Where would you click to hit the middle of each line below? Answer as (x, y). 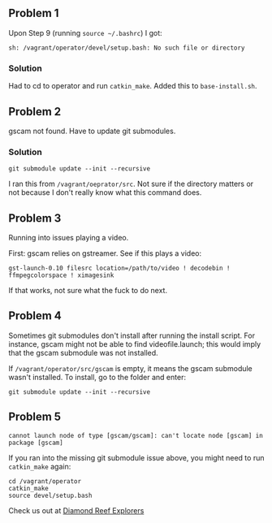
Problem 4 (35, 316)
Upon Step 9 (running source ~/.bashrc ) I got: (85, 32)
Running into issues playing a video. (69, 238)
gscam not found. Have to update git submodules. (92, 131)
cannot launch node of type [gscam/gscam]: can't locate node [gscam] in (136, 435)
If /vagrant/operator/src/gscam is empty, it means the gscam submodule (131, 368)
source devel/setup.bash (50, 495)
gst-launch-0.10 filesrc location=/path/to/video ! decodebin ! (119, 268)
